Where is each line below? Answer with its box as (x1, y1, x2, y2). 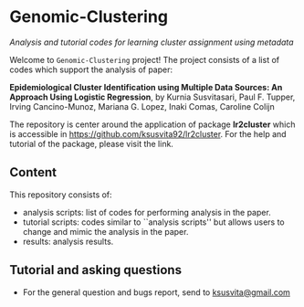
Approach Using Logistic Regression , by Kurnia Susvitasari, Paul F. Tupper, (9, 91, 296, 102)
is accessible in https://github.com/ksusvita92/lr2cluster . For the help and (9, 128, 287, 139)
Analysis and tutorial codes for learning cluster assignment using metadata (9, 37, 294, 48)
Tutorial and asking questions (9, 262, 183, 278)
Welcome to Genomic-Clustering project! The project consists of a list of (9, 54, 280, 65)
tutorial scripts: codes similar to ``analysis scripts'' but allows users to (22, 217, 285, 228)
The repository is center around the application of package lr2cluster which (9, 119, 296, 130)
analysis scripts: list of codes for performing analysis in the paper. (22, 206, 271, 217)
